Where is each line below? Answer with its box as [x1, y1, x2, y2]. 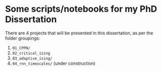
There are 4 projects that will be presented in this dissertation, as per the [5, 30, 153, 36]
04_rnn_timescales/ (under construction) [12, 60, 96, 66]
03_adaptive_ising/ [12, 56, 53, 61]
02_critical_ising [12, 50, 50, 56]
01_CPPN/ [12, 46, 31, 50]
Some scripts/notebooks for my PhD [5, 3, 157, 15]
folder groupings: [5, 35, 40, 41]
